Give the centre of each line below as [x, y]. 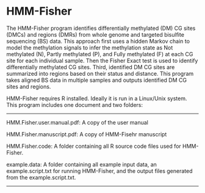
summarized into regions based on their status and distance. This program [100, 73]
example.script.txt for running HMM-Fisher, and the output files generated [99, 171]
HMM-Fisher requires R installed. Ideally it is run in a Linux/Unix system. [97, 98]
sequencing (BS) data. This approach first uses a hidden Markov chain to [98, 41]
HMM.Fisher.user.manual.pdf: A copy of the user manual [77, 122]
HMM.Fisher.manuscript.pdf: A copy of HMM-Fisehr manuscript [87, 134]
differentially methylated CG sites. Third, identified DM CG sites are [91, 67]
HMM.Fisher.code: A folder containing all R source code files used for [94, 146]
